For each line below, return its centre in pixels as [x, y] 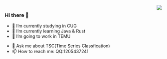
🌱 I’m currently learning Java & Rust [49, 31]
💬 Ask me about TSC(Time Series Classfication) [61, 46]
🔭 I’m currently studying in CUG [44, 26]
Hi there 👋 [17, 15]
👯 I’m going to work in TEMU [41, 36]
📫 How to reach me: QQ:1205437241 [50, 52]
